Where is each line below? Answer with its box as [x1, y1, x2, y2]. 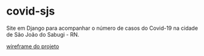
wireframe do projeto [6, 43, 60, 50]
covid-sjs [6, 4, 55, 18]
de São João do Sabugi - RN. [6, 30, 80, 38]
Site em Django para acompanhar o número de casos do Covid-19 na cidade [6, 24, 199, 32]
